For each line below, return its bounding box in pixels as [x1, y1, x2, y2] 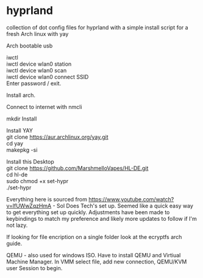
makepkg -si [6, 146, 38, 153]
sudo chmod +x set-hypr [6, 177, 69, 184]
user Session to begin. [6, 264, 63, 271]
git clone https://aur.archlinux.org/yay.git [6, 133, 109, 141]
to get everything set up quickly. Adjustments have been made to [6, 208, 170, 216]
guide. [6, 240, 23, 247]
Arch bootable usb [6, 42, 53, 49]
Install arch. [6, 91, 35, 99]
